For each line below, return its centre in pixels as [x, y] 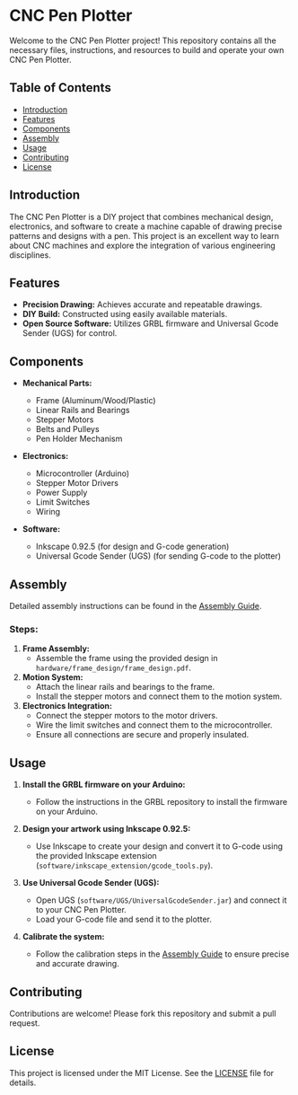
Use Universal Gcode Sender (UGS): [91, 883]
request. [25, 1023]
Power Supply [61, 493]
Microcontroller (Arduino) [83, 473]
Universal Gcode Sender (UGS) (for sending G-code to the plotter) [158, 556]
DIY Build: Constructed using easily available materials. [125, 314]
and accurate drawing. [77, 964]
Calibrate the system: [63, 937]
